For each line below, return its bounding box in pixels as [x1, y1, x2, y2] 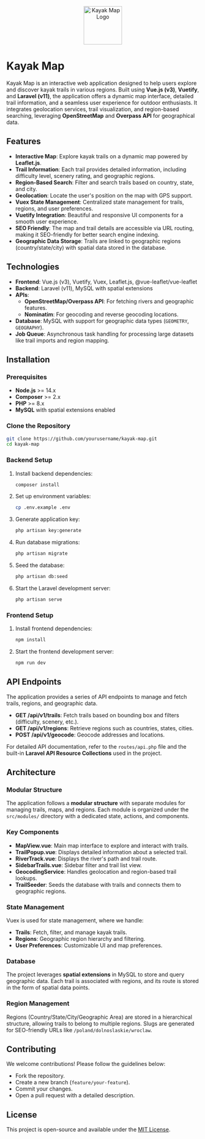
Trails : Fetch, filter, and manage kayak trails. [15, 929, 127, 936]
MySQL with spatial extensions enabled [15, 406, 116, 414]
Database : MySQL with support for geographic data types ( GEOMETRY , [15, 317, 190, 325]
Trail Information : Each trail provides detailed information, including [15, 166, 187, 173]
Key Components [6, 828, 59, 836]
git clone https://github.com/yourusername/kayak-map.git [6, 436, 157, 442]
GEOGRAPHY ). [15, 323, 44, 331]
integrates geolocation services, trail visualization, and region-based [6, 105, 179, 113]
